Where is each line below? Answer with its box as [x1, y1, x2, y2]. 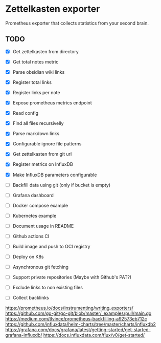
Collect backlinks [12, 295, 50, 301]
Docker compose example [12, 202, 68, 208]
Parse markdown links [12, 131, 60, 137]
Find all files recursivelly [12, 120, 64, 126]
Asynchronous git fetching [12, 264, 69, 270]
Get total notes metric [12, 58, 59, 65]
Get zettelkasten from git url [12, 151, 72, 157]
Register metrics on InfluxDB [12, 161, 73, 167]
